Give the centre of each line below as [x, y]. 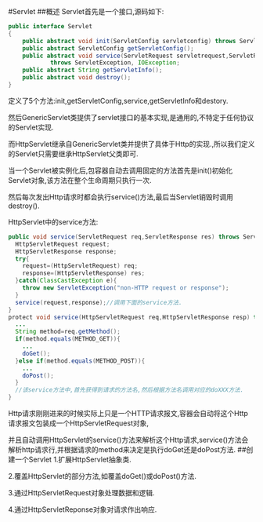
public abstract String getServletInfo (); [92, 70]
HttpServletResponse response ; [66, 251]
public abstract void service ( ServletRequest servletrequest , [126, 56]
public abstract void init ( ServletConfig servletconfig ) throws [129, 41]
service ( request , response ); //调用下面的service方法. [99, 302]
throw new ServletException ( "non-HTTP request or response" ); [126, 288]
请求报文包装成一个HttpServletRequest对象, [79, 423]
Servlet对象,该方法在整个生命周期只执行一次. [80, 180]
